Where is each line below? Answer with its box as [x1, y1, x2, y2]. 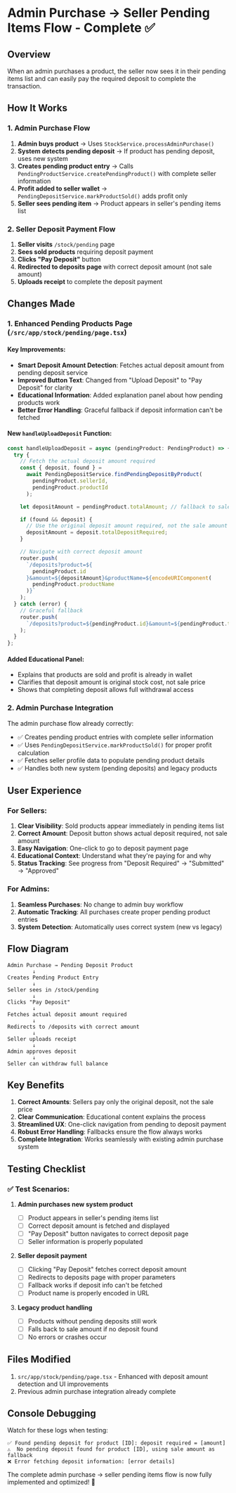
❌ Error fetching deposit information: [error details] [7, 1458, 176, 1466]
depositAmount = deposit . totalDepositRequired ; [25, 529, 169, 536]
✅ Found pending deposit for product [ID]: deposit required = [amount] [7, 1440, 226, 1447]
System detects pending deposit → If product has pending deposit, [17, 146, 216, 155]
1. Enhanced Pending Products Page [7, 319, 133, 328]
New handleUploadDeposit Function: [7, 429, 112, 437]
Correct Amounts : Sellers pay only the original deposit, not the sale [17, 1098, 214, 1106]
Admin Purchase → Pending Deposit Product [7, 961, 133, 968]
